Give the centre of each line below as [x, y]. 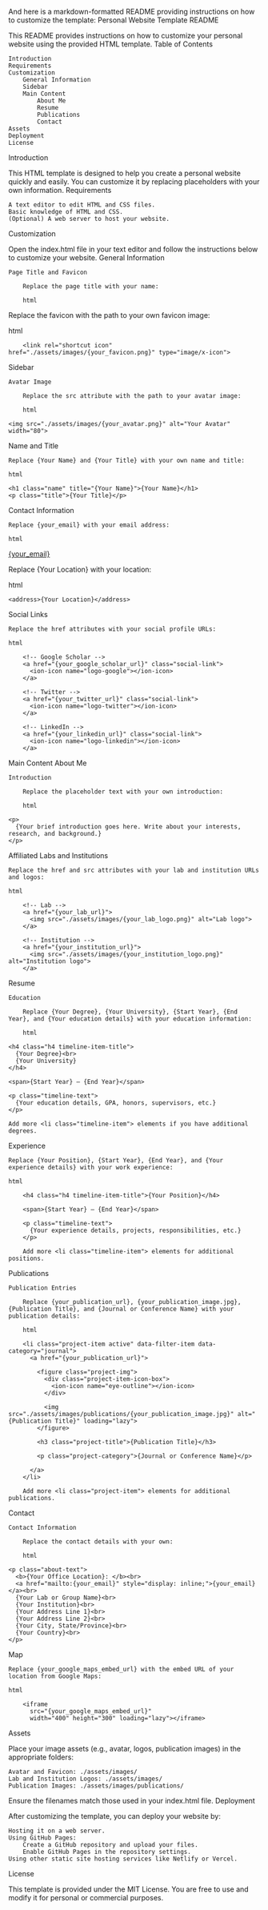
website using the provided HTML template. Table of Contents [111, 44]
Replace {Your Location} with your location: [80, 569]
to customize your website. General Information [87, 258]
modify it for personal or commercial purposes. [86, 1898]
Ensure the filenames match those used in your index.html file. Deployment [132, 1801]
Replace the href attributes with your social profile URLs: [112, 629]
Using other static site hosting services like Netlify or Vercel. [123, 1859]
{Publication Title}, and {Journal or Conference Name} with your [121, 1309]
